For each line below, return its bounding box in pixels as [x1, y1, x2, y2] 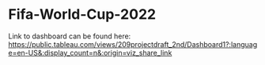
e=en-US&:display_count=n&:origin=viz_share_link [8, 48, 172, 57]
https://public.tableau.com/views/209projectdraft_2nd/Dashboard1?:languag [8, 39, 258, 49]
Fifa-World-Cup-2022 [8, 5, 157, 23]
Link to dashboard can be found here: [8, 31, 131, 41]
